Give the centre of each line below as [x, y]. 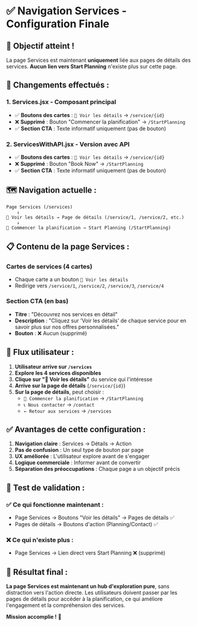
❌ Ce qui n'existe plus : [40, 540]
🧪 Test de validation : [45, 488]
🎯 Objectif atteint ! [40, 46]
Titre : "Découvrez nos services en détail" [66, 314]
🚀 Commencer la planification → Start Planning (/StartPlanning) [88, 228]
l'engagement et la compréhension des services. [66, 605]
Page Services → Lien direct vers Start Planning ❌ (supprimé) [90, 553]
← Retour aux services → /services [67, 411]
